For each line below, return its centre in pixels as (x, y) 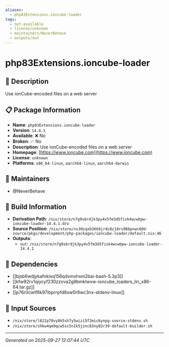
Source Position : (30, 229)
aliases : (14, 10)
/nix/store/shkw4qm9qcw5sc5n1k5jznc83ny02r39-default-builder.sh (82, 326)
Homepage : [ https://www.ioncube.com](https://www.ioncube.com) (82, 152)
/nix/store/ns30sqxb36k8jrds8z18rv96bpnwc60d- (98, 229)
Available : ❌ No (29, 135)
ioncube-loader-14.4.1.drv (41, 224)
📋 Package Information (43, 110)
